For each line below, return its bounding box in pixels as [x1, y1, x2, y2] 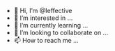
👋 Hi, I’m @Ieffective [13, 7, 72, 14]
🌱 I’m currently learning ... [13, 21, 89, 29]
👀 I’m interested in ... [13, 14, 73, 22]
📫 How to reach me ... [13, 37, 79, 44]
